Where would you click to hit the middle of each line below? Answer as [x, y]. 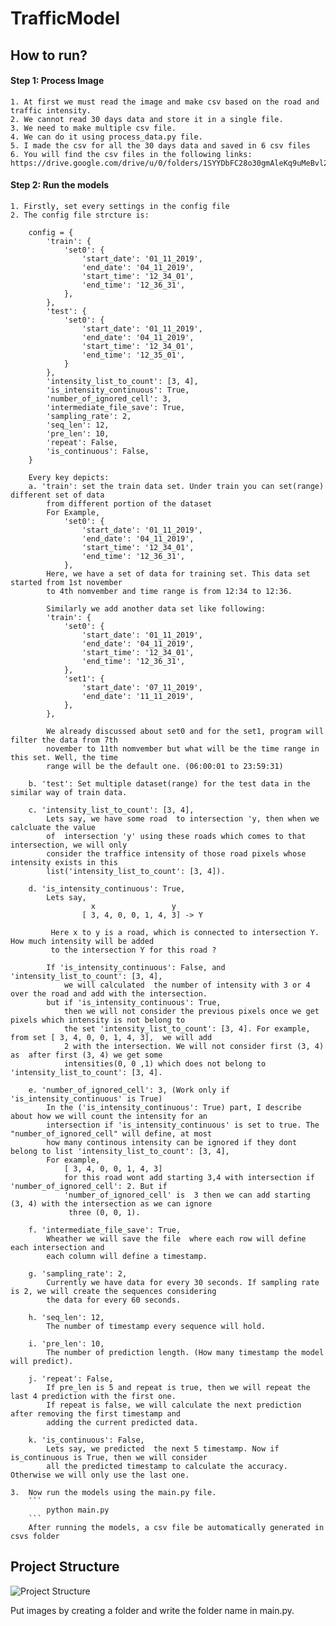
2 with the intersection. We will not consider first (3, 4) [194, 1046]
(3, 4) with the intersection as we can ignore [111, 1203]
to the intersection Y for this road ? [133, 950]
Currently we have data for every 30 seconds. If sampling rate [183, 1282]
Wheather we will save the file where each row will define [176, 1238]
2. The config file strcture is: [80, 215]
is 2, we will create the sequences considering [113, 1291]
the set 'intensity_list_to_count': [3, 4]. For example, [187, 1028]
